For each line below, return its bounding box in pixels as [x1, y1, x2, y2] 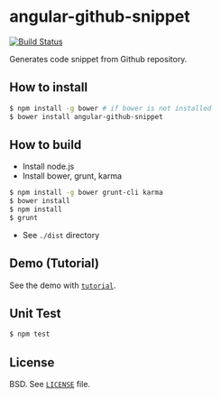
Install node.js [22, 161, 75, 172]
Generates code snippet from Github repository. [9, 53, 188, 64]
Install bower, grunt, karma [22, 171, 123, 181]
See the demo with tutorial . [9, 280, 116, 291]
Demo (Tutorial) [9, 255, 100, 272]
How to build [9, 137, 82, 153]
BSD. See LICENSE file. [9, 379, 91, 390]
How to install [9, 79, 88, 96]
